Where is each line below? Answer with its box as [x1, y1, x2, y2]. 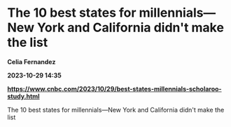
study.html [7, 92, 40, 100]
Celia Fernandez [7, 57, 56, 66]
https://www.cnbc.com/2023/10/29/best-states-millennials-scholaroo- [7, 84, 222, 93]
